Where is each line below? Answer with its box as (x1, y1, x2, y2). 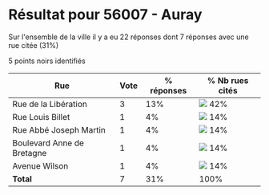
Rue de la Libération (12, 98, 88, 109)
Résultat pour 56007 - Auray (8, 6, 203, 24)
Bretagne (12, 147, 47, 158)
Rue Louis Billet (12, 111, 70, 122)
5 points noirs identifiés (8, 56, 86, 66)
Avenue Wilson (12, 160, 69, 171)
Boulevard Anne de (12, 137, 84, 149)
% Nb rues (207, 74, 249, 86)
